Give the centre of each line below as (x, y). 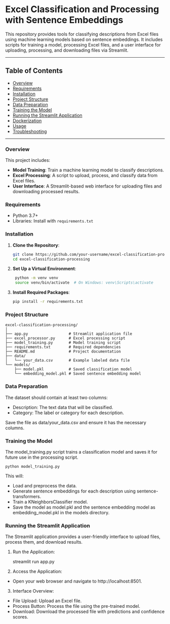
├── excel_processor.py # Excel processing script (65, 338)
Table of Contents (34, 71)
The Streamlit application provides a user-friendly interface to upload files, (83, 537)
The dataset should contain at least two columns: (56, 397)
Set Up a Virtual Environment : (44, 269)
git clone (23, 254)
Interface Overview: (33, 591)
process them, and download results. (44, 542)
